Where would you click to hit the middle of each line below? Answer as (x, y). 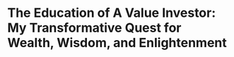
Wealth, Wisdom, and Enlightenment (117, 43)
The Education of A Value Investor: (112, 13)
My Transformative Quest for (94, 28)
